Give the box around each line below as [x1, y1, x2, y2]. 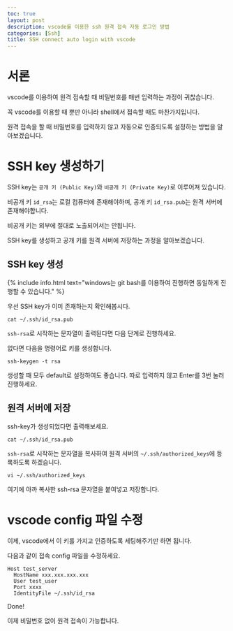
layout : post [7, 17, 45, 24]
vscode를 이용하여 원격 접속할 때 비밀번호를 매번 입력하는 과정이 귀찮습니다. [7, 93, 215, 101]
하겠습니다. [31, 458, 61, 466]
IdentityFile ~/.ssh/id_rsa [13, 590, 96, 597]
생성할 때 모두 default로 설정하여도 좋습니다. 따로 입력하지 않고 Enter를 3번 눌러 [7, 371, 225, 379]
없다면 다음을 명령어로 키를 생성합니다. [7, 344, 112, 352]
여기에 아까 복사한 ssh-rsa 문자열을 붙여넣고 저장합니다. [7, 485, 160, 493]
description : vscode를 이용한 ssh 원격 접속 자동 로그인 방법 [7, 23, 170, 30]
